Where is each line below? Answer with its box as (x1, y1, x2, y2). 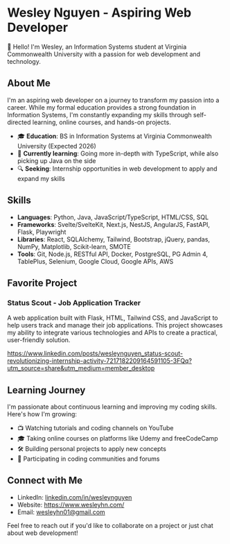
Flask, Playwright (17, 228, 67, 236)
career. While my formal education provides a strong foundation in (7, 103, 196, 112)
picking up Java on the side (17, 156, 96, 164)
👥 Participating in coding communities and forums (17, 454, 160, 463)
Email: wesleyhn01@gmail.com (17, 508, 105, 516)
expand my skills (17, 174, 66, 182)
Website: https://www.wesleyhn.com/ (17, 500, 125, 509)
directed (7, 118, 31, 126)
